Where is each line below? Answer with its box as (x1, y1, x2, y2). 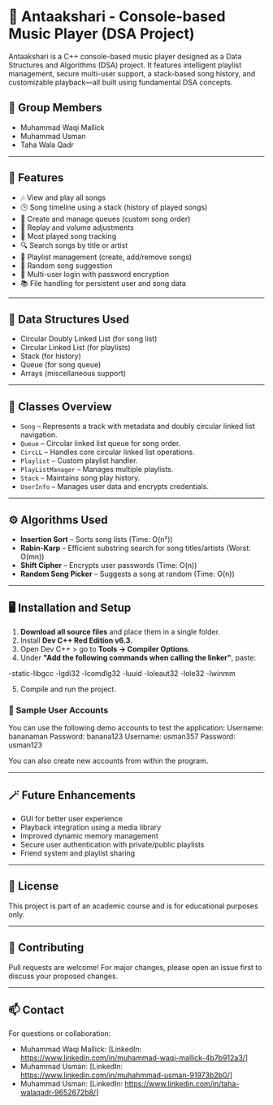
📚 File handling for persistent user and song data (19, 278, 187, 288)
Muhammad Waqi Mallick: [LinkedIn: (19, 1044, 142, 1055)
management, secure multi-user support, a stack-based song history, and (8, 68, 256, 78)
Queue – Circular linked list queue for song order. (19, 439, 181, 448)
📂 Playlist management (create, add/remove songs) (19, 252, 193, 262)
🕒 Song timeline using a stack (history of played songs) (19, 202, 208, 212)
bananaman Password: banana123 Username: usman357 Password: (8, 731, 236, 742)
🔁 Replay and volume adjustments (19, 223, 134, 232)
